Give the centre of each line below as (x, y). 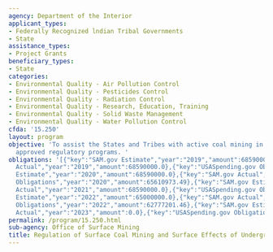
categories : (28, 76)
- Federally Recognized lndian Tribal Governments (96, 31)
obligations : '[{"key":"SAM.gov (63, 159)
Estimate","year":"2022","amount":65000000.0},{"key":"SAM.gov (125, 197)
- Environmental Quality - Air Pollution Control (94, 84)
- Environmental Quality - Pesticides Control (89, 91)
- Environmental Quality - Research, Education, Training (108, 106)
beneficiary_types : (41, 62)
